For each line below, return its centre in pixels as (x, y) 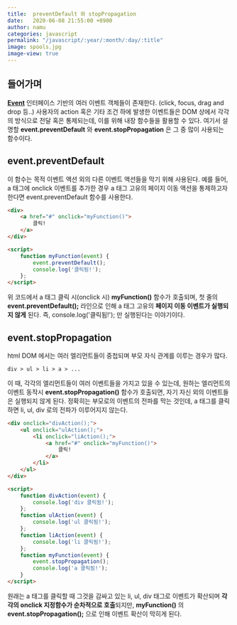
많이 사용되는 (206, 129)
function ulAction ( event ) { (61, 516)
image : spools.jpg (34, 47)
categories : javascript (43, 34)
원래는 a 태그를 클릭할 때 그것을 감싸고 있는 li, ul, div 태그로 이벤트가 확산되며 (114, 596)
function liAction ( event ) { (61, 535)
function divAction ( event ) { (63, 496)
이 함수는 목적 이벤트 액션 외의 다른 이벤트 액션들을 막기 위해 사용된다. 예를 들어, (118, 179)
